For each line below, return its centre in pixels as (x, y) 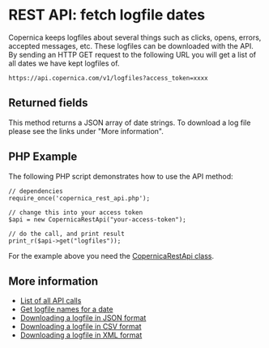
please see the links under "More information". (86, 131)
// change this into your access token (76, 213)
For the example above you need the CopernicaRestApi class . (111, 256)
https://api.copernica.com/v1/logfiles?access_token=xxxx (108, 78)
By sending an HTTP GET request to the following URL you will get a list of (132, 54)
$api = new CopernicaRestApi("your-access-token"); (97, 219)
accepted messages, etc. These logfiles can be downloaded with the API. (131, 45)
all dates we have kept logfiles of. (64, 63)
